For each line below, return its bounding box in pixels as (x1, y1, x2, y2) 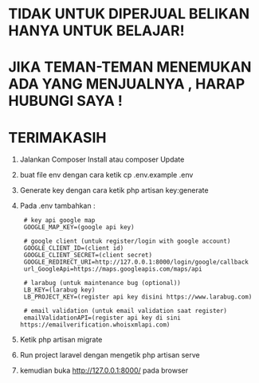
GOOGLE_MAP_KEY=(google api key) (23, 224, 135, 232)
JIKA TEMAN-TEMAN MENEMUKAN (8, 58, 252, 76)
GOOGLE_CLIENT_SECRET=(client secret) (23, 252, 153, 260)
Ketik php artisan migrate (19, 335, 103, 345)
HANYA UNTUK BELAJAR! (8, 21, 185, 40)
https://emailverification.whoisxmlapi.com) (19, 321, 171, 329)
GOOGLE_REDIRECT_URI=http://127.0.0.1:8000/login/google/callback (23, 258, 249, 267)
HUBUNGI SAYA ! (8, 92, 124, 110)
